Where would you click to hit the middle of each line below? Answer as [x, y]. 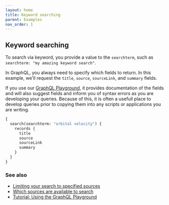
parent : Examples [24, 19]
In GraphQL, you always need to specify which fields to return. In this [78, 73]
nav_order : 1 [19, 24]
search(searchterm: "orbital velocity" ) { [56, 124]
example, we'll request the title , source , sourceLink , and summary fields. [81, 78]
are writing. [17, 110]
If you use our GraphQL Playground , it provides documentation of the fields [84, 88]
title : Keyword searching [33, 15]
